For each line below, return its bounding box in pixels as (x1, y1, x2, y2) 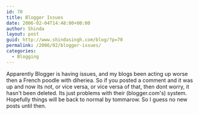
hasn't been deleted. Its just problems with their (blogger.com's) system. (6, 89, 188, 96)
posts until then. (6, 102, 47, 109)
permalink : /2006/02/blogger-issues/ (6, 43, 102, 49)
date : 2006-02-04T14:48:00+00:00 (6, 20, 91, 26)
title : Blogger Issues (6, 14, 64, 20)
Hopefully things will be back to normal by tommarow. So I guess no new (6, 96, 188, 103)
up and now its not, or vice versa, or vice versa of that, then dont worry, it (6, 82, 189, 90)
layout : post (6, 31, 39, 37)
